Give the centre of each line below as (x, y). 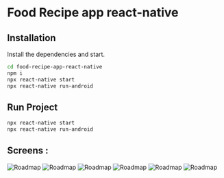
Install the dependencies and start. (56, 54)
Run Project (33, 107)
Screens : (28, 151)
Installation (32, 38)
